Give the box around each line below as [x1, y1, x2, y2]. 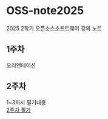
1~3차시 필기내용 [6, 98, 47, 106]
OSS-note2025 [6, 4, 84, 18]
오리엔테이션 [6, 62, 36, 69]
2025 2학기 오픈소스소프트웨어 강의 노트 [6, 24, 102, 32]
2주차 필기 [6, 106, 31, 114]
